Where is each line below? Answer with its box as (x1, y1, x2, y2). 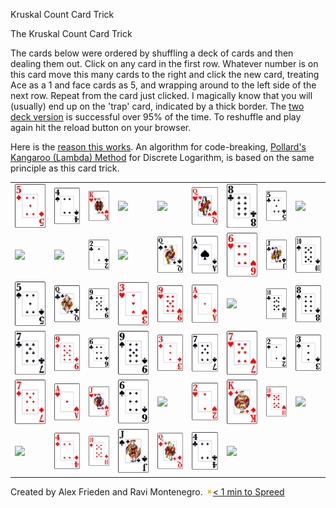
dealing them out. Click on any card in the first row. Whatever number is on (10, 58, 319, 69)
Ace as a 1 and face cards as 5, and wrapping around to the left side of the (10, 79, 317, 91)
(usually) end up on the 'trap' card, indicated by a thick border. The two (10, 100, 305, 112)
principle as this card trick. (10, 162, 120, 174)
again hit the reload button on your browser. (10, 122, 192, 133)
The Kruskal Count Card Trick (10, 28, 133, 39)
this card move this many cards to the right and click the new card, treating (10, 69, 320, 80)
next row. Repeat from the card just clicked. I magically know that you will (10, 90, 313, 101)
